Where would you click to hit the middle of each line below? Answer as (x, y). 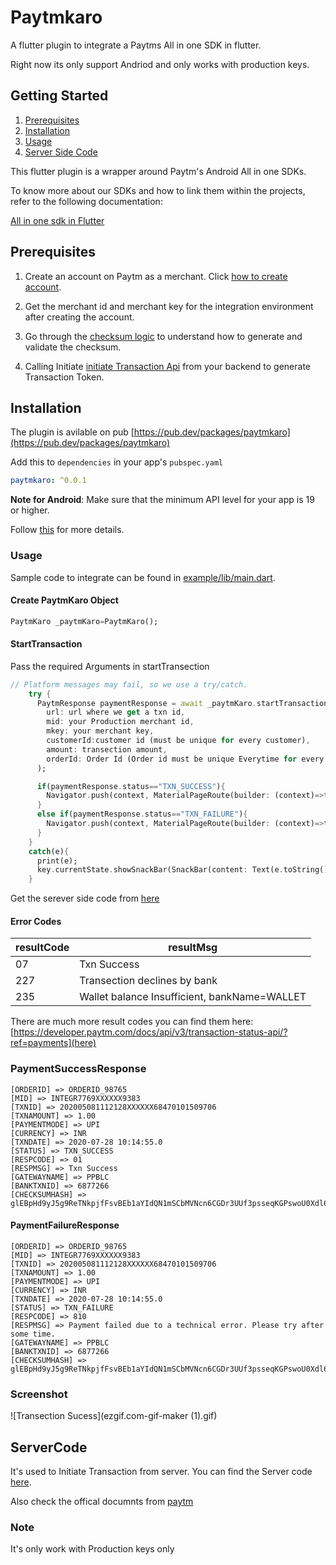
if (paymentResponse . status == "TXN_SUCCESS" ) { (131, 786)
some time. (33, 1334)
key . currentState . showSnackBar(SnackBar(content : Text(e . (160, 870)
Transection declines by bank (148, 981)
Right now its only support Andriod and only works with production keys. (160, 64)
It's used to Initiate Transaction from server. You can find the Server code (161, 1472)
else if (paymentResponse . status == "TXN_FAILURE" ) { (142, 814)
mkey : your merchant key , (100, 731)
